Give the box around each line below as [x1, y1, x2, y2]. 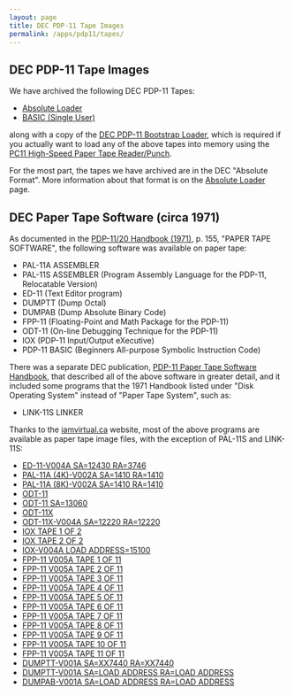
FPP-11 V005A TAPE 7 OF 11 [21, 611, 124, 621]
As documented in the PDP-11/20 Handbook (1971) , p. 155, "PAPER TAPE [9, 234, 271, 243]
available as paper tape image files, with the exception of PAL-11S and [9, 434, 263, 444]
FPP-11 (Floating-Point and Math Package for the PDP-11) [21, 316, 230, 327]
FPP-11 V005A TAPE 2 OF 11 [21, 564, 124, 574]
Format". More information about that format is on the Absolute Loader [9, 174, 266, 186]
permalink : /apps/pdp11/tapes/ [9, 29, 124, 38]
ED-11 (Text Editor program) [21, 289, 123, 298]
